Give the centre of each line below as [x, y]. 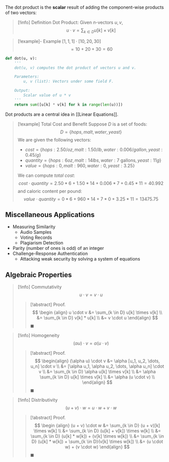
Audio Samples [36, 232]
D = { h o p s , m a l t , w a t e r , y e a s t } [91, 132]
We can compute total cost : [46, 175]
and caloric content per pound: [50, 191]
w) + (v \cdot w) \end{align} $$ [97, 447]
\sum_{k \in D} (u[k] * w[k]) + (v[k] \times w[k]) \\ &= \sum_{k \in [97, 436]
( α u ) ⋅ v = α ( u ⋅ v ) [91, 343]
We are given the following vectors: [54, 140]
